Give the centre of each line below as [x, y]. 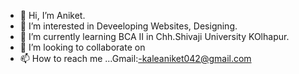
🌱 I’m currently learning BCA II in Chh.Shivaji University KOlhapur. [154, 36]
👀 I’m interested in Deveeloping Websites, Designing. [128, 26]
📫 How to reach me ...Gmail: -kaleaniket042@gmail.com [135, 58]
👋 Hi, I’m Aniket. [52, 15]
